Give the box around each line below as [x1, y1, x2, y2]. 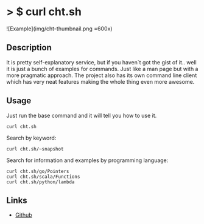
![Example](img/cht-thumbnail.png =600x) [6, 25, 113, 32]
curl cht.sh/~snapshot [6, 146, 64, 152]
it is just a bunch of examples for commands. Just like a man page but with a [6, 65, 199, 72]
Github [15, 211, 32, 219]
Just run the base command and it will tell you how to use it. [6, 112, 157, 119]
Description [6, 42, 52, 53]
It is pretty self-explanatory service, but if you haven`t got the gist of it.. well [6, 58, 197, 66]
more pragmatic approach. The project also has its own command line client [6, 72, 197, 79]
